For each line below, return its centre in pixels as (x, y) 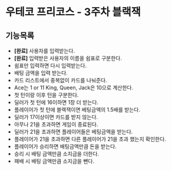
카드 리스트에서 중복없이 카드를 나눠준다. (60, 80)
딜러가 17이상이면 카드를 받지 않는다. (56, 117)
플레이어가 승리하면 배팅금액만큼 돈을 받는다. (65, 146)
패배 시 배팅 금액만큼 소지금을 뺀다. (54, 161)
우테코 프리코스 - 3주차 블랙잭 (73, 12)
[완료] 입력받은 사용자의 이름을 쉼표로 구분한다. (68, 58)
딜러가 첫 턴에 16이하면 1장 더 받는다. (56, 102)
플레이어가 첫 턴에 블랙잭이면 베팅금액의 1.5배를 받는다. (77, 110)
